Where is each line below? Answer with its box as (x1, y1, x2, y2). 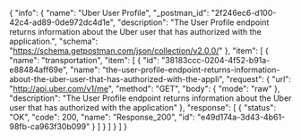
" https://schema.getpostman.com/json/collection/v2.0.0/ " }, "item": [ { (9, 45, 269, 56)
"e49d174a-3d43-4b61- (196, 111, 286, 122)
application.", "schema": (9, 36, 99, 46)
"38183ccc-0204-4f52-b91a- (160, 55, 271, 65)
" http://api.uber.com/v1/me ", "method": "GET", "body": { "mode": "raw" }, (9, 84, 280, 94)
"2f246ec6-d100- (211, 8, 277, 18)
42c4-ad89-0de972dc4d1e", (9, 17, 116, 28)
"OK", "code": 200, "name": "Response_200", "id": (9, 111, 195, 122)
